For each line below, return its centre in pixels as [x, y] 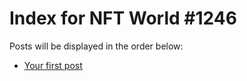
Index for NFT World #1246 [123, 18]
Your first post [53, 65]
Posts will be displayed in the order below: [96, 46]
